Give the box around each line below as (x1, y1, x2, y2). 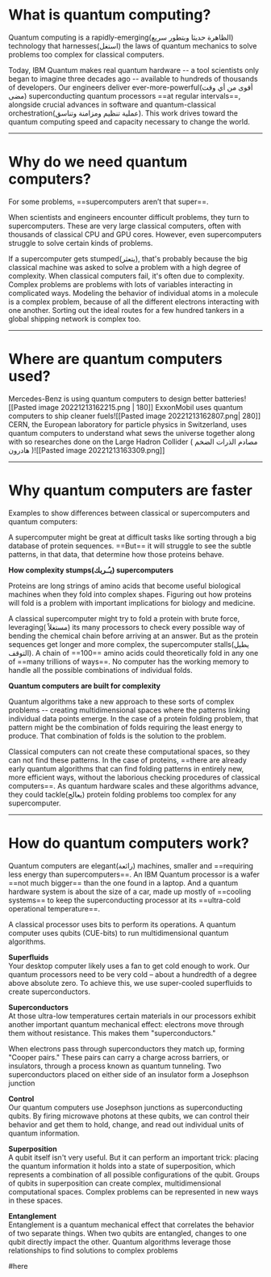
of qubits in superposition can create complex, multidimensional (8, 1178, 222, 1188)
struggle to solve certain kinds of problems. (8, 238, 153, 247)
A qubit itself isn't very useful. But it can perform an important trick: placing (8, 1152, 260, 1162)
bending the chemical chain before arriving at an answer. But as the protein (8, 631, 259, 641)
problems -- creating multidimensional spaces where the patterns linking (8, 705, 251, 715)
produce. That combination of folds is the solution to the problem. (8, 730, 227, 741)
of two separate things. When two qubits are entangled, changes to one (8, 1228, 248, 1238)
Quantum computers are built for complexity (8, 681, 161, 691)
